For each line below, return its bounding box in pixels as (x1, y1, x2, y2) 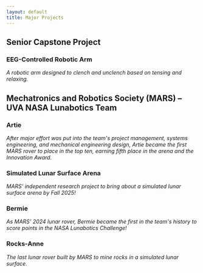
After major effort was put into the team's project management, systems (6, 134, 188, 141)
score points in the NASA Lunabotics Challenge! (6, 224, 127, 232)
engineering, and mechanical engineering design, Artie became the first (6, 141, 187, 148)
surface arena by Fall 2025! (6, 189, 76, 197)
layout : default (6, 8, 47, 15)
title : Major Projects (6, 15, 64, 21)
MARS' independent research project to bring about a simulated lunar (6, 183, 181, 190)
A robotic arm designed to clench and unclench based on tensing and (6, 69, 182, 76)
